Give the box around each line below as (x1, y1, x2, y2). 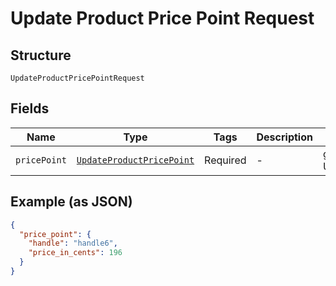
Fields (10, 100, 50, 117)
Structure (10, 47, 72, 64)
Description (256, 130, 313, 144)
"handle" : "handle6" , (28, 238, 118, 249)
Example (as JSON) (10, 193, 133, 211)
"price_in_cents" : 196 (28, 248, 123, 258)
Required (204, 153, 247, 167)
